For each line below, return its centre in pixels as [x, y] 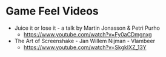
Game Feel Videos [52, 11]
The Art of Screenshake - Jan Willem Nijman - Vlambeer [85, 41]
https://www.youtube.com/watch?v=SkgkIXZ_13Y [85, 47]
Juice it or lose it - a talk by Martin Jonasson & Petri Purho [87, 28]
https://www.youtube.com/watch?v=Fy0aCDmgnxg [88, 34]
